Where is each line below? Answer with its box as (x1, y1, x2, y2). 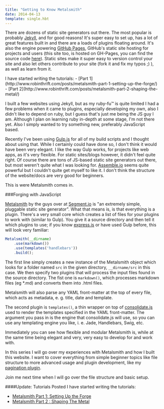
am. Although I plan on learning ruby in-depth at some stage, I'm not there (5, 116, 155, 122)
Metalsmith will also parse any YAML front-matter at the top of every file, (5, 289, 152, 295)
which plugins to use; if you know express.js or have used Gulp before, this (5, 222, 157, 228)
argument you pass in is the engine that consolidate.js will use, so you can (5, 314, 155, 320)
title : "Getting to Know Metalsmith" (5, 7, 82, 12)
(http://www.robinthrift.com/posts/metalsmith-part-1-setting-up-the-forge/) (5, 81, 158, 87)
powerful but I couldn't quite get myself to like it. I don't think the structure (5, 168, 155, 173)
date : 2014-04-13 (5, 12, 41, 17)
